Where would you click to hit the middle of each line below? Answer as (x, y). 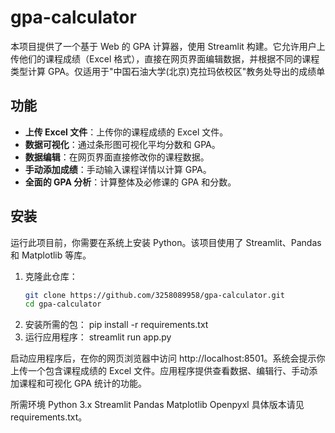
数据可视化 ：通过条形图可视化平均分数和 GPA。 (122, 144)
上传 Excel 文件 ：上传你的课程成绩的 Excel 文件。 (126, 132)
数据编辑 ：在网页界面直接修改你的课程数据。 (117, 157)
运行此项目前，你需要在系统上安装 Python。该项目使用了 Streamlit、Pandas (166, 242)
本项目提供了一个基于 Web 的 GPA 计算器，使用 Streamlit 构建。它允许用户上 (168, 46)
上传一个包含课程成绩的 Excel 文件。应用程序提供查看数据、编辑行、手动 (160, 371)
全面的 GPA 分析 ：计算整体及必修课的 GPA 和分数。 (130, 182)
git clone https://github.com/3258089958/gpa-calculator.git (155, 295)
